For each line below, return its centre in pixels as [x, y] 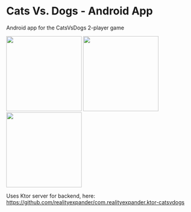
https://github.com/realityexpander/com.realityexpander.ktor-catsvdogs [95, 202]
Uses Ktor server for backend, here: [51, 196]
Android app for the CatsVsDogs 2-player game [65, 28]
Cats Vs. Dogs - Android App [80, 11]
